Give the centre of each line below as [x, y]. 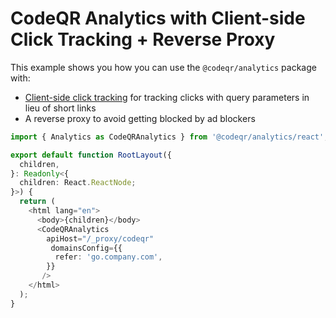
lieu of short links [60, 108]
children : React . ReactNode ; [78, 183]
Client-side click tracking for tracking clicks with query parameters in [167, 97]
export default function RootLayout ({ [91, 155]
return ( [37, 202]
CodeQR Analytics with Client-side [158, 18]
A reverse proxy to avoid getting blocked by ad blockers [140, 118]
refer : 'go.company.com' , [108, 257]
